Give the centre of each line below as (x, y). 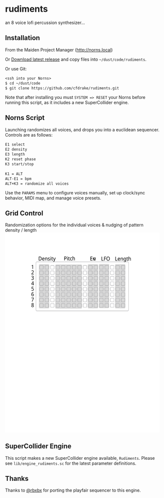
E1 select (15, 144)
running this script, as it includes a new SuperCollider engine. (67, 102)
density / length (21, 230)
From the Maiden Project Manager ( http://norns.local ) (59, 49)
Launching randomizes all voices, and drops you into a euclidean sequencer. (82, 130)
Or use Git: (16, 69)
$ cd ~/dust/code (23, 83)
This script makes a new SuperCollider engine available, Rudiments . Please (80, 458)
